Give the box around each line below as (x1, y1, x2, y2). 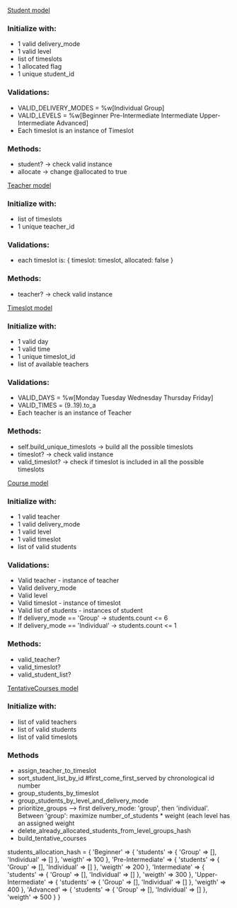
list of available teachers (17, 360, 89, 369)
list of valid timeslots (17, 732, 78, 741)
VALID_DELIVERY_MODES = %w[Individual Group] (17, 103, 165, 112)
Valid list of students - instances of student (17, 607, 144, 615)
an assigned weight (17, 819, 75, 827)
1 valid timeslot (17, 534, 62, 544)
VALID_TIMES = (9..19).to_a (17, 401, 96, 410)
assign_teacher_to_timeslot (17, 766, 97, 775)
